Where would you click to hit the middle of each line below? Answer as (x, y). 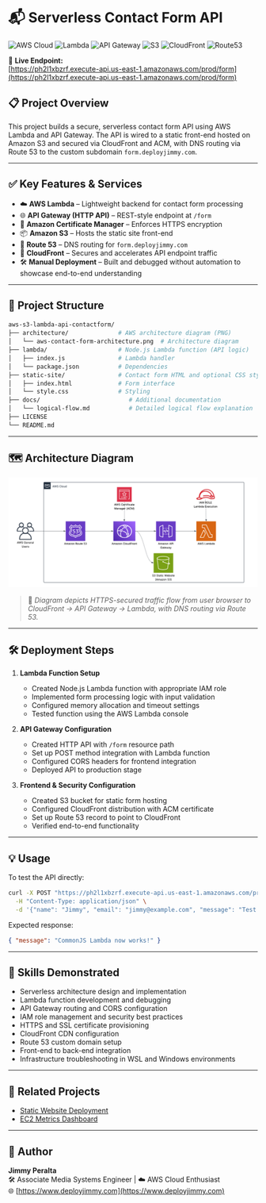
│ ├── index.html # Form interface (92, 383)
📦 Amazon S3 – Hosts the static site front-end (96, 233)
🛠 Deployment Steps (61, 650)
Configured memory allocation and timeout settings (116, 705)
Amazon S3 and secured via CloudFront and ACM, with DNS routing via (125, 143)
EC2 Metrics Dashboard (59, 1119)
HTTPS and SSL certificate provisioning (84, 1025)
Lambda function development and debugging (95, 1000)
